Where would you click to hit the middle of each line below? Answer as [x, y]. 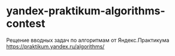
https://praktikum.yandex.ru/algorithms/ [55, 46]
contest [26, 24]
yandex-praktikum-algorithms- [86, 11]
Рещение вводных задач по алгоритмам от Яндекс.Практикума [88, 40]
